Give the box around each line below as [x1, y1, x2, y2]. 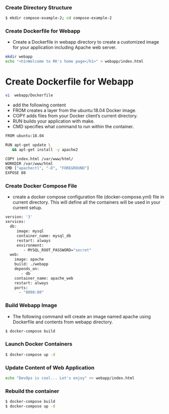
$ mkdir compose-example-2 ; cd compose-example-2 [5, 16, 112, 21]
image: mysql [16, 229, 44, 234]
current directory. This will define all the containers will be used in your [12, 199, 161, 205]
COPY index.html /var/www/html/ [5, 156, 73, 161]
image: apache [14, 257, 44, 262]
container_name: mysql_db [16, 233, 71, 238]
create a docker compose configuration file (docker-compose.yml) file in [12, 194, 164, 200]
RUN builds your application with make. [12, 118, 95, 124]
